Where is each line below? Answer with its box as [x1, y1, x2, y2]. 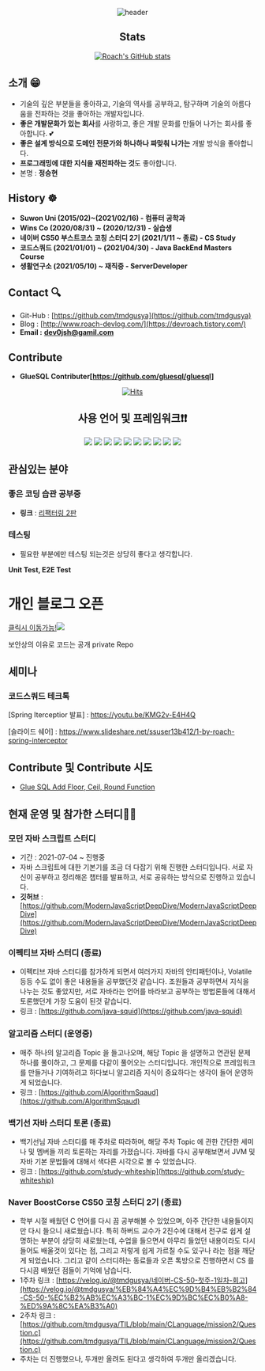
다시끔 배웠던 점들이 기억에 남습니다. [19, 1266, 132, 1275]
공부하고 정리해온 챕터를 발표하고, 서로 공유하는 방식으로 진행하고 [34, 872, 235, 882]
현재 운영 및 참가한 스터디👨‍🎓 [8, 807, 136, 821]
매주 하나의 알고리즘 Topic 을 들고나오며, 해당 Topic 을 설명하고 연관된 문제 [19, 1047, 251, 1057]
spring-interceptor [8, 736, 69, 746]
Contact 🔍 [8, 286, 62, 299]
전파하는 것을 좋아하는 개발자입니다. [34, 108, 144, 118]
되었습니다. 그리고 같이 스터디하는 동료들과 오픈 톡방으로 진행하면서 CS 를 [28, 1255, 255, 1266]
